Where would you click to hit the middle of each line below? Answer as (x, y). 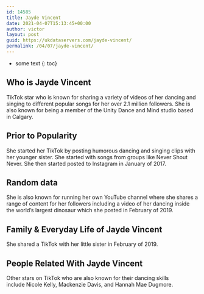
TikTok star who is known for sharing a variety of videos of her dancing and (101, 97)
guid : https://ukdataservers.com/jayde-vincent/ (69, 40)
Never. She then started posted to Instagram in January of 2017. (86, 163)
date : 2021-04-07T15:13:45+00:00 (49, 23)
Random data (32, 183)
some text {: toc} (36, 63)
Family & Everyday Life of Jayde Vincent (84, 229)
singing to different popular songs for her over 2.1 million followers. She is (98, 104)
